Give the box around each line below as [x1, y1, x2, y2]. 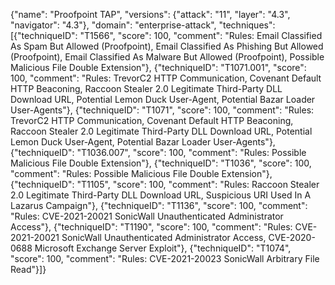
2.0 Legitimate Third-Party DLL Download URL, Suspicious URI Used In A [10, 189, 312, 201]
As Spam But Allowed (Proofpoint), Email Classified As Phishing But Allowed [10, 40, 324, 52]
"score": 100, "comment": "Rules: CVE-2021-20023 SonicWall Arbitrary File [10, 253, 320, 264]
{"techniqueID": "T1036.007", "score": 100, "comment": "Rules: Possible [10, 147, 307, 158]
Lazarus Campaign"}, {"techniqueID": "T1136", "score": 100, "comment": [10, 200, 308, 211]
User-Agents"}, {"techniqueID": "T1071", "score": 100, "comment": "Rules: [10, 104, 315, 116]
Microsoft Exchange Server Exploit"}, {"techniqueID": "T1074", [34, 242, 292, 254]
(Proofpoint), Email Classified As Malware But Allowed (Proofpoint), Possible [10, 51, 325, 63]
